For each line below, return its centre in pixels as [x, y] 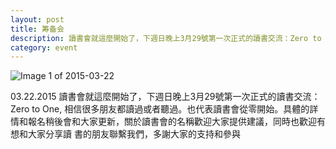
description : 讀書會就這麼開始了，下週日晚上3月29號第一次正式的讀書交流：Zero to [166, 38]
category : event [44, 47]
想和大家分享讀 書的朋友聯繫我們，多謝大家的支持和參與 [125, 134]
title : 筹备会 [37, 29]
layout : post [37, 19]
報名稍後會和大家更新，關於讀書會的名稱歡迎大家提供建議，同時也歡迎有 [176, 122]
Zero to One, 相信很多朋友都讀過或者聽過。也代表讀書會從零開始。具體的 [160, 109]
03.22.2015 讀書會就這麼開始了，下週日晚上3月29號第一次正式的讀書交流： [165, 97]
